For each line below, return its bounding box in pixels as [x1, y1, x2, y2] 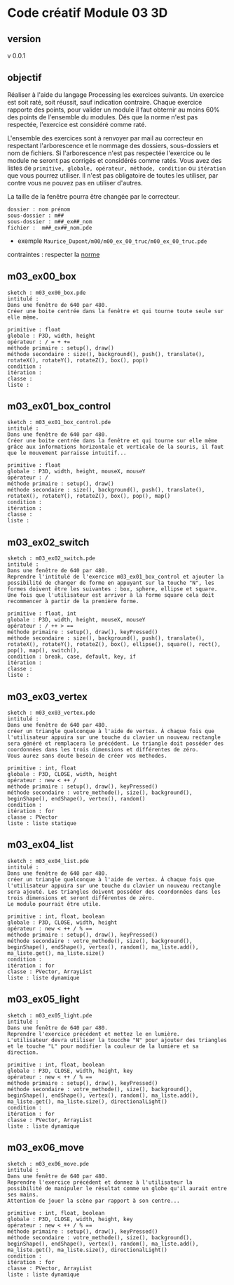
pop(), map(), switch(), [7, 647, 80, 654]
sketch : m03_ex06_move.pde [7, 1160, 90, 1167]
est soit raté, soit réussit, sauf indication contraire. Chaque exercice [7, 98, 202, 106]
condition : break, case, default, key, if [7, 653, 137, 661]
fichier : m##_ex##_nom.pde [7, 224, 92, 231]
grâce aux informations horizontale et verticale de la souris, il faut [7, 444, 224, 451]
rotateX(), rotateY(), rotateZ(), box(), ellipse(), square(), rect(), [7, 641, 221, 648]
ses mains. [7, 1191, 39, 1198]
